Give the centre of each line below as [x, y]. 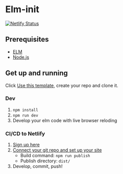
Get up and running [36, 73]
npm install [25, 110]
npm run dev [25, 115]
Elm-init [22, 9]
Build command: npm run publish [55, 156]
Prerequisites [27, 39]
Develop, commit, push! [38, 166]
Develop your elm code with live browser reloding [65, 120]
